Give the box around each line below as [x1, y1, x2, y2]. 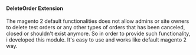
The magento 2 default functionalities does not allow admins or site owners [6, 18, 190, 25]
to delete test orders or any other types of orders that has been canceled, [6, 24, 185, 31]
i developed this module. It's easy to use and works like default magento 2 [6, 36, 187, 43]
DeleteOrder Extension [6, 5, 64, 12]
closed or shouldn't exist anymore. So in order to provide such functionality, [6, 30, 191, 37]
